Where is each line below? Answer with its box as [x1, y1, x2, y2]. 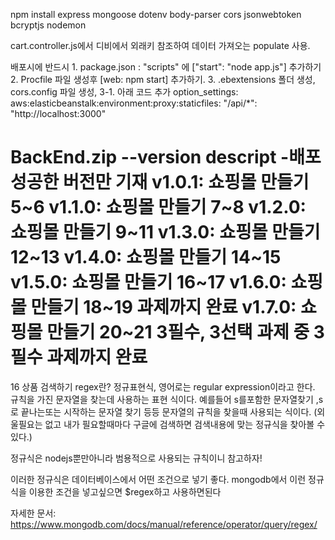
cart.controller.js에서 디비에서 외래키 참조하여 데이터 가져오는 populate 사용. [10, 40, 311, 51]
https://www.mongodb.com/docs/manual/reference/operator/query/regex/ [10, 518, 318, 530]
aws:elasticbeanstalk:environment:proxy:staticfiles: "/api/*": [10, 97, 258, 109]
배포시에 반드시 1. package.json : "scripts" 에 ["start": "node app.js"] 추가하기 [10, 61, 322, 73]
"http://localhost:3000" [10, 108, 107, 119]
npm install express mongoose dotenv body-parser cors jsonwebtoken [10, 9, 302, 20]
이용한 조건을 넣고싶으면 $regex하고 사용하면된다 [28, 485, 222, 498]
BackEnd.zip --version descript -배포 [10, 146, 322, 169]
